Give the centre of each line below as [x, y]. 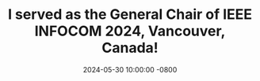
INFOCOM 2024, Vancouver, [130, 31]
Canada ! [130, 48]
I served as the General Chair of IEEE [130, 15]
